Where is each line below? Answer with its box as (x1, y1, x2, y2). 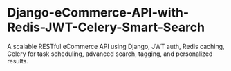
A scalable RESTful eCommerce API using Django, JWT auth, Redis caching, (7, 42, 225, 50)
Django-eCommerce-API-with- (7, 5, 190, 21)
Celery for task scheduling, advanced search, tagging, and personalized (7, 50, 213, 58)
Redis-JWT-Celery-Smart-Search (7, 19, 205, 35)
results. (7, 57, 29, 65)
